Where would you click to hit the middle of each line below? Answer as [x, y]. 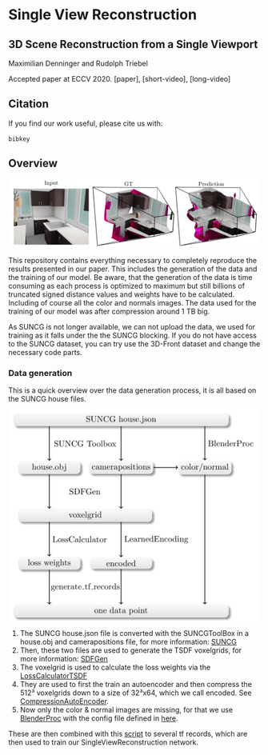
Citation [29, 104]
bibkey [19, 139]
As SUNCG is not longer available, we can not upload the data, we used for [132, 326]
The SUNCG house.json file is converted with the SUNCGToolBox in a [134, 633]
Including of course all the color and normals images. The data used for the [132, 302]
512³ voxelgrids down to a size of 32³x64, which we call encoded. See [136, 693]
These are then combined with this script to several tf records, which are [128, 734]
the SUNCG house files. [47, 399]
